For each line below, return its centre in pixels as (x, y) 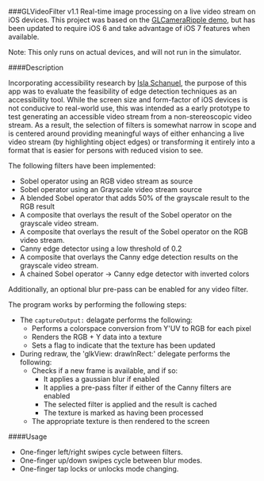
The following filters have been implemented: (82, 165)
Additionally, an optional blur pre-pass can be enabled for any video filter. (128, 289)
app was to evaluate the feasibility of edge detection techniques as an (123, 91)
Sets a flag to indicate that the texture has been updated (123, 345)
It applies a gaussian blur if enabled (101, 379)
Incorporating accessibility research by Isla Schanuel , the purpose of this (128, 83)
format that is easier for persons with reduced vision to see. (106, 150)
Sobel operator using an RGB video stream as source (106, 181)
